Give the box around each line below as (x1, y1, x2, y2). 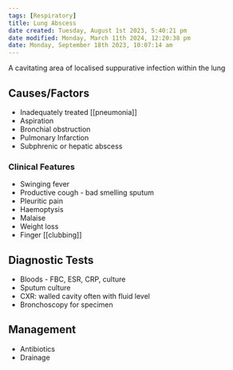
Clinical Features (8, 161, 76, 172)
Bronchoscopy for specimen (19, 300, 113, 309)
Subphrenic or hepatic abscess (19, 141, 123, 151)
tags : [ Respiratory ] (8, 11, 77, 20)
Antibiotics (19, 344, 56, 353)
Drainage (19, 352, 50, 362)
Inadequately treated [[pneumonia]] (19, 107, 137, 116)
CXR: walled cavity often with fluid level (19, 292, 150, 301)
